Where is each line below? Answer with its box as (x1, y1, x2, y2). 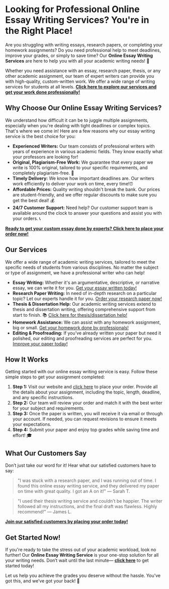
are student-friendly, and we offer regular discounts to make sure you (12, 191, 157, 198)
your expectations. (12, 421, 52, 427)
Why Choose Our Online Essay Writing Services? (5, 104, 162, 112)
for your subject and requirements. (12, 405, 84, 411)
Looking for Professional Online (5, 4, 140, 15)
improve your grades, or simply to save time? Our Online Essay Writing (5, 52, 153, 59)
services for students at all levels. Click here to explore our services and (5, 83, 157, 89)
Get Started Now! (5, 533, 61, 542)
